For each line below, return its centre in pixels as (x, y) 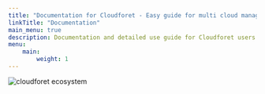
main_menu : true (35, 30)
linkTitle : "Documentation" (54, 23)
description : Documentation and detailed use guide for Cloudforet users (132, 37)
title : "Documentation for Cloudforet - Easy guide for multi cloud (123, 15)
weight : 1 (52, 60)
